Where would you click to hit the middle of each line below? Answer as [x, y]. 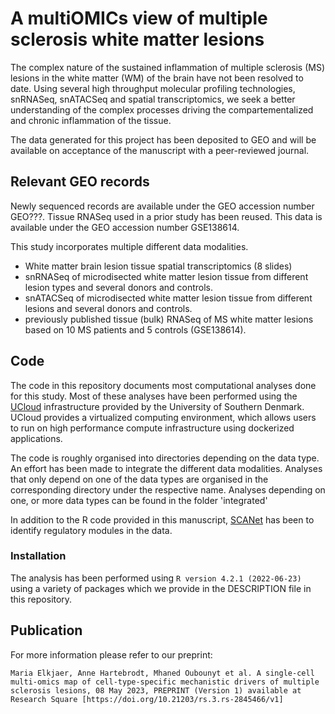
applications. [36, 438]
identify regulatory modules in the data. [91, 530]
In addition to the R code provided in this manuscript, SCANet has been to [162, 519]
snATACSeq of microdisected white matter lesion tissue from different [168, 298]
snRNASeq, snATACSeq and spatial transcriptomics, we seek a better [153, 99]
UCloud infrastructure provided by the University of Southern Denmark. [157, 406]
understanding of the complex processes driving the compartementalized [162, 109]
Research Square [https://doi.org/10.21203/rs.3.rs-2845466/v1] [147, 699]
